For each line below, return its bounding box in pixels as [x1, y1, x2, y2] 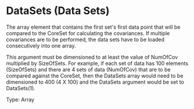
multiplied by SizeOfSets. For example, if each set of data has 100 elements [6, 60, 189, 67]
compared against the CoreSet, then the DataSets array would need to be [6, 72, 183, 79]
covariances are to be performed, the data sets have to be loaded [6, 36, 165, 43]
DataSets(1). [6, 84, 36, 91]
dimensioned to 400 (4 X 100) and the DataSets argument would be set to [6, 78, 185, 86]
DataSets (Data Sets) [6, 4, 110, 18]
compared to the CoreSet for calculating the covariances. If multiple [6, 29, 170, 36]
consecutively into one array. [6, 42, 76, 49]
